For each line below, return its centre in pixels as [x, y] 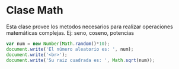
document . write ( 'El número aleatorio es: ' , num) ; [70, 49]
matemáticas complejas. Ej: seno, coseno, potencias [70, 32]
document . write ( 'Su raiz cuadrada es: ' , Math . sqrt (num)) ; [81, 60]
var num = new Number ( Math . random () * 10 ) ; [58, 44]
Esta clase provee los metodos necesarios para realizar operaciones [89, 27]
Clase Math [35, 10]
